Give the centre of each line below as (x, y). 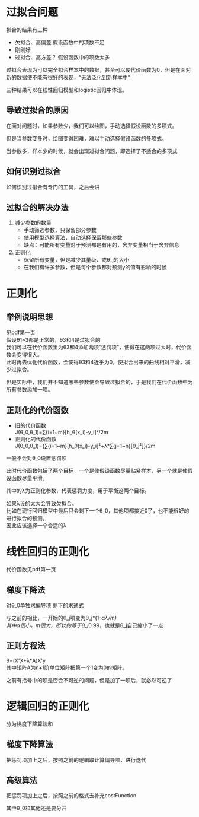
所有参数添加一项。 (30, 390)
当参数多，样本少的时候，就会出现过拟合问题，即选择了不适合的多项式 (92, 151)
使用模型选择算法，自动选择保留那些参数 (73, 237)
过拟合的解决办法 (37, 207)
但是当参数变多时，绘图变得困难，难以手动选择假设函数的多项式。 (86, 138)
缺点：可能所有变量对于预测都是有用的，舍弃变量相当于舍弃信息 (101, 245)
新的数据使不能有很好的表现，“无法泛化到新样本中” (68, 77)
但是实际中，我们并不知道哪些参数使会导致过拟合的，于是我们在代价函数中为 (99, 382)
